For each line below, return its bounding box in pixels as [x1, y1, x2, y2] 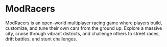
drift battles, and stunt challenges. [5, 36, 78, 42]
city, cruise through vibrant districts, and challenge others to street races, [5, 30, 160, 36]
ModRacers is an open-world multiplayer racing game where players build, [5, 20, 162, 26]
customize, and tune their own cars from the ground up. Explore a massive [5, 25, 162, 31]
